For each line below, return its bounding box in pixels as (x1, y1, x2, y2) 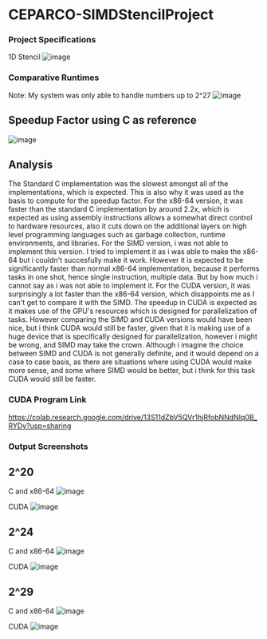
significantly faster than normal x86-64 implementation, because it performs (8, 264, 260, 273)
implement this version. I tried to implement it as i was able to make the (8, 247, 241, 256)
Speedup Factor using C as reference (8, 113, 197, 127)
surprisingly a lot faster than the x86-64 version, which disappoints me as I (8, 289, 255, 299)
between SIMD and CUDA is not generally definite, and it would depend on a (8, 349, 259, 359)
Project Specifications (8, 34, 96, 46)
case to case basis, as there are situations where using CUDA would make (8, 357, 253, 367)
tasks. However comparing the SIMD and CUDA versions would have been (8, 315, 253, 324)
